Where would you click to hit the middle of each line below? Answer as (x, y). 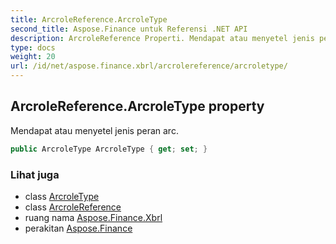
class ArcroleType (62, 196)
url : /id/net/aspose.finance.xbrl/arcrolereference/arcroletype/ (149, 66)
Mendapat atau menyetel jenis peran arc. (94, 130)
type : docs (33, 47)
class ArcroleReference (73, 207)
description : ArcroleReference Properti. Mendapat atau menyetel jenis (162, 38)
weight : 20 (33, 57)
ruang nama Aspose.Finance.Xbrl (93, 217)
